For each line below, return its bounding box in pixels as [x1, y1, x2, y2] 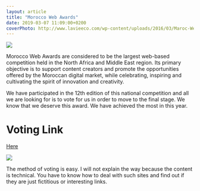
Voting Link [6, 123, 64, 137]
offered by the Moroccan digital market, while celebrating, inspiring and [6, 72, 182, 79]
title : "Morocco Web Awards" [6, 14, 79, 20]
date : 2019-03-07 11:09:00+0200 [6, 20, 86, 26]
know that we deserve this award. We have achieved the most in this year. [6, 102, 188, 109]
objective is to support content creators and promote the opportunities [6, 65, 179, 73]
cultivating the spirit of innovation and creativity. [6, 78, 124, 85]
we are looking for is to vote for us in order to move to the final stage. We [6, 96, 186, 103]
